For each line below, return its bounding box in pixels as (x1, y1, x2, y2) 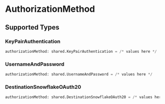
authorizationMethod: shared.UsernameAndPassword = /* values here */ (5, 72, 153, 77)
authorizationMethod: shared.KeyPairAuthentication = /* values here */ (5, 49, 157, 54)
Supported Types (5, 23, 60, 32)
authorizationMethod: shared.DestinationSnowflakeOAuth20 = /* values (5, 95, 153, 100)
